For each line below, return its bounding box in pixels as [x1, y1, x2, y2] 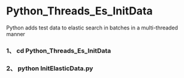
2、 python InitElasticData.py [6, 64, 93, 73]
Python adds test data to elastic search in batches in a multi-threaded [6, 24, 179, 31]
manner [6, 30, 26, 37]
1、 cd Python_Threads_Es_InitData [6, 46, 111, 55]
